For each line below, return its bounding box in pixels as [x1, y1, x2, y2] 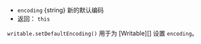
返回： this [17, 14, 51, 23]
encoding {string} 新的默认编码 [17, 6, 104, 14]
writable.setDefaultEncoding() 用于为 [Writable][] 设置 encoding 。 [7, 30, 198, 37]
